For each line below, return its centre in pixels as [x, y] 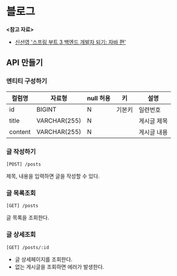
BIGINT [46, 109]
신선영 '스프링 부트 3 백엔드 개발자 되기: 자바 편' [70, 42]
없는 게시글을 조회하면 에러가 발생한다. [59, 266]
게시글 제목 [153, 121]
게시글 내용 [153, 132]
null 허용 [99, 98]
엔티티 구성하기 [27, 81]
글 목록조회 [21, 193]
